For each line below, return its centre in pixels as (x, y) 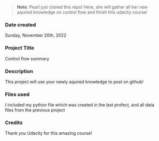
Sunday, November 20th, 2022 (36, 35)
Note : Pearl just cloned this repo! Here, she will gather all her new (82, 7)
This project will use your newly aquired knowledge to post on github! (74, 82)
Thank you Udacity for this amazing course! (49, 133)
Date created (21, 25)
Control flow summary (27, 58)
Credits (14, 123)
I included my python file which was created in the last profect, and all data (80, 105)
